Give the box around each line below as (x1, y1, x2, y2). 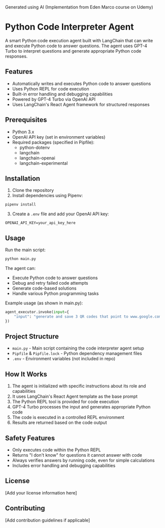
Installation (5, 174, 40, 182)
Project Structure (5, 332, 59, 341)
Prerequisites (5, 116, 47, 124)
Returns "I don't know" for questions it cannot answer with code (12, 452, 142, 458)
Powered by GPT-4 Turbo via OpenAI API (12, 96, 96, 102)
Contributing (5, 504, 45, 513)
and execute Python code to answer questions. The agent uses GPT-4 (5, 43, 147, 49)
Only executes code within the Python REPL (12, 447, 101, 453)
